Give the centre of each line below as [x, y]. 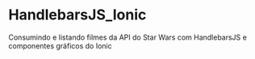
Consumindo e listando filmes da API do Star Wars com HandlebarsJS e [128, 37]
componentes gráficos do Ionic [60, 45]
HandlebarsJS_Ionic [77, 15]
